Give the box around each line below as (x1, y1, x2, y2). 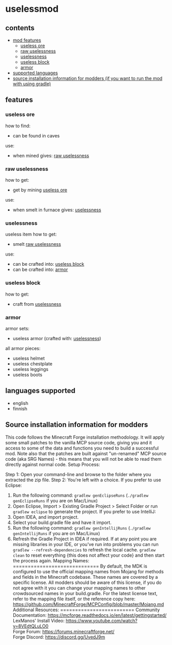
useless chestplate (12, 360, 53, 367)
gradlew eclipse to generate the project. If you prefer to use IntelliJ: (12, 509, 156, 515)
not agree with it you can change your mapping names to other (12, 584, 146, 591)
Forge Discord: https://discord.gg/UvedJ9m (12, 634, 105, 640)
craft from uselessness (12, 301, 61, 307)
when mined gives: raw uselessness (12, 152, 90, 159)
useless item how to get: (5, 231, 57, 238)
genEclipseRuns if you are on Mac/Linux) (12, 497, 98, 503)
